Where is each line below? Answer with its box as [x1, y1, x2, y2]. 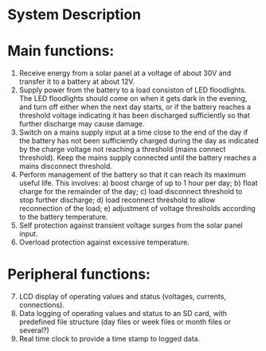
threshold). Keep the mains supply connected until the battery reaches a [18, 153, 256, 162]
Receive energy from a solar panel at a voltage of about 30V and [18, 68, 232, 78]
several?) [18, 326, 49, 335]
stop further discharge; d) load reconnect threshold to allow [18, 195, 216, 205]
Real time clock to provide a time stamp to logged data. [18, 334, 201, 344]
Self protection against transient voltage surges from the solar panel [18, 220, 244, 230]
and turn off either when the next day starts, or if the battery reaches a [18, 102, 252, 112]
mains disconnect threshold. [18, 162, 112, 171]
